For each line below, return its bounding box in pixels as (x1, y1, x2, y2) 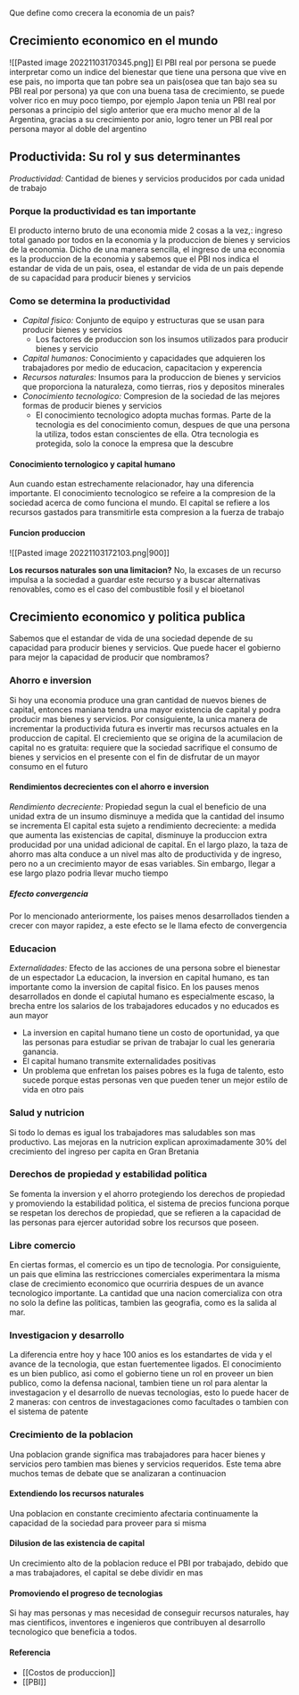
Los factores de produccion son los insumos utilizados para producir (35, 334, 288, 345)
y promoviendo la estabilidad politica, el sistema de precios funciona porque (9, 1198, 290, 1209)
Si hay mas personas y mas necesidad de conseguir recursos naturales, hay (9, 1608, 290, 1618)
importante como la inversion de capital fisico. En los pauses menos (9, 982, 260, 993)
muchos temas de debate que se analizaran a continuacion (9, 1467, 227, 1478)
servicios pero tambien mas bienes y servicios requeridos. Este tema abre (9, 1458, 282, 1469)
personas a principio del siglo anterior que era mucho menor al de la (9, 104, 261, 115)
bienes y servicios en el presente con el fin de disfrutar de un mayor (9, 752, 261, 762)
